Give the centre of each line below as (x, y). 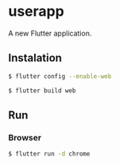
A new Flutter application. (50, 33)
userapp (36, 11)
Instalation (35, 58)
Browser (25, 137)
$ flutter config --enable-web (60, 76)
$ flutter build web (42, 90)
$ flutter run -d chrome (49, 154)
